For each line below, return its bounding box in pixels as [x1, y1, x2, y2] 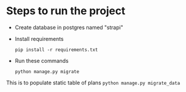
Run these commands [14, 57, 69, 64]
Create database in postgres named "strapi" [14, 24, 123, 31]
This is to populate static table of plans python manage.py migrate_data [6, 79, 181, 86]
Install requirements [14, 35, 64, 42]
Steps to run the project [6, 4, 126, 18]
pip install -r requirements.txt [14, 46, 98, 53]
